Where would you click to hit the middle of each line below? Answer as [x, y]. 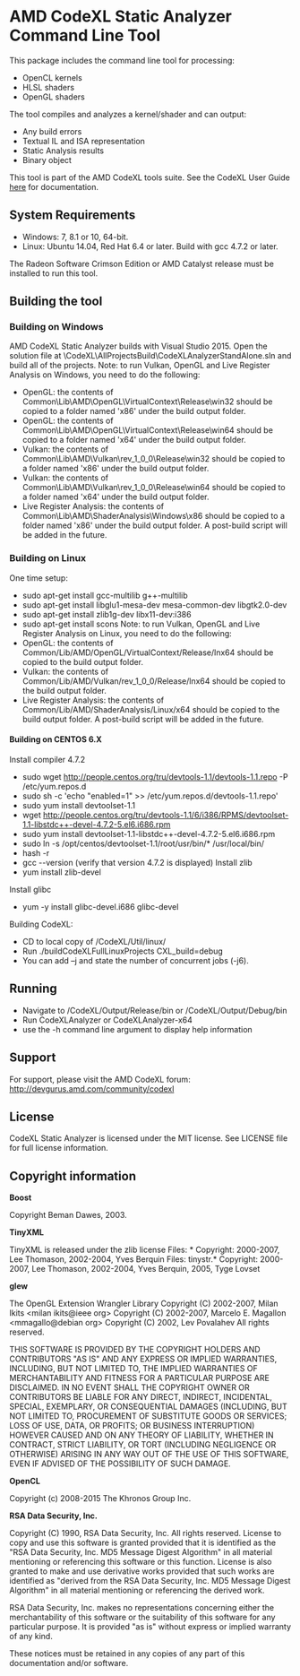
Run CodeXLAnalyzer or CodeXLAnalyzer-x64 [107, 1020]
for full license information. [59, 1148]
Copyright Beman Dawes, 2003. [68, 1215]
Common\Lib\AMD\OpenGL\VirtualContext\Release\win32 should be [147, 402]
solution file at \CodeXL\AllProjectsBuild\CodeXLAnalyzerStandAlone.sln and [150, 356]
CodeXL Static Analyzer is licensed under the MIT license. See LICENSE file [149, 1138]
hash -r [36, 852]
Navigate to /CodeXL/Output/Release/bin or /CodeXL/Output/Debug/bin [155, 1010]
